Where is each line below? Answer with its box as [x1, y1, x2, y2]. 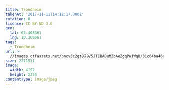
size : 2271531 [5, 58, 35, 63]
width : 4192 [10, 68, 35, 73]
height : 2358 [10, 72, 37, 77]
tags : [5, 40, 17, 45]
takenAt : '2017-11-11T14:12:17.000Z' [5, 12, 84, 17]
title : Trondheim [5, 7, 42, 12]
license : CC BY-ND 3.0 [5, 21, 53, 26]
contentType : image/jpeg [5, 77, 57, 82]
